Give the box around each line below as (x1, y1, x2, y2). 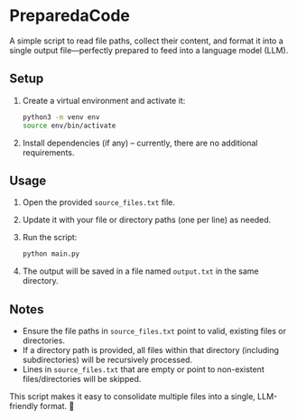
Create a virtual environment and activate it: (22, 95, 186, 106)
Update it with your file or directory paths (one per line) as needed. (22, 214, 272, 226)
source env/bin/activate (22, 121, 116, 130)
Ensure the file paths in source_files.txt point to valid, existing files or (22, 326, 287, 336)
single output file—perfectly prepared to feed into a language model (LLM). (9, 44, 289, 55)
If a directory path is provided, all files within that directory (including (22, 345, 280, 355)
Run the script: (22, 232, 78, 243)
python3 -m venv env (22, 112, 100, 122)
